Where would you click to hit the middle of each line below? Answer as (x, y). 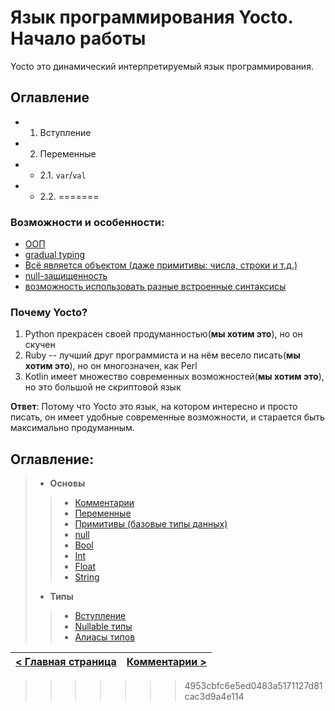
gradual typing (55, 255)
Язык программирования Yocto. (151, 17)
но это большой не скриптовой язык (103, 387)
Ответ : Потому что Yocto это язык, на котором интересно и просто (154, 407)
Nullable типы (103, 627)
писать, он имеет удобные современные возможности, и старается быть (167, 417)
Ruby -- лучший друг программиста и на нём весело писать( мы (162, 355)
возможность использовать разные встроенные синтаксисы (155, 287)
